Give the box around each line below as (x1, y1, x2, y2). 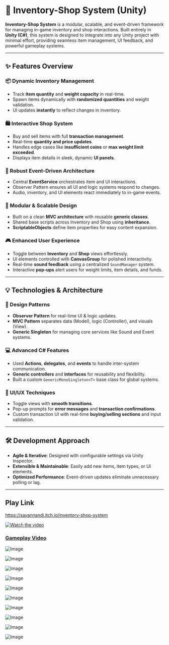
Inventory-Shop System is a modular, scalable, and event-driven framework (5, 21, 164, 27)
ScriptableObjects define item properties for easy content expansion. (12, 224, 157, 230)
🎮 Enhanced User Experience (5, 237, 80, 244)
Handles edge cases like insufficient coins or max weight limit (12, 144, 144, 150)
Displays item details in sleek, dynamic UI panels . (12, 154, 115, 160)
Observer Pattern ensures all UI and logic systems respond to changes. (12, 184, 160, 190)
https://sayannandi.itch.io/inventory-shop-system (5, 512, 108, 518)
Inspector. (12, 458, 34, 464)
